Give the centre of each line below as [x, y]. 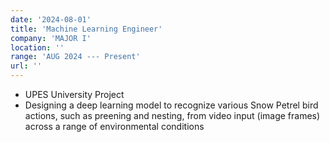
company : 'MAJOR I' [51, 38]
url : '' [26, 66]
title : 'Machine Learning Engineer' [86, 29]
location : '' [37, 47]
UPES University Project [74, 94]
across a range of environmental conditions [114, 126]
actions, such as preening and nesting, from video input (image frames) [172, 115]
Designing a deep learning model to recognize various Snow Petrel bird [171, 105]
